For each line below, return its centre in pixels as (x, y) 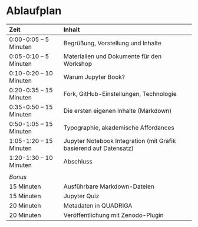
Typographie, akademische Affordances (119, 128)
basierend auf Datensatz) (98, 148)
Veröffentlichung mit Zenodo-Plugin (113, 215)
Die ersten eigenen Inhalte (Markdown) (118, 111)
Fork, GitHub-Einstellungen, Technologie (120, 94)
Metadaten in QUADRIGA (98, 205)
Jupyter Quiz (81, 196)
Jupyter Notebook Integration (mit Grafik (120, 141)
